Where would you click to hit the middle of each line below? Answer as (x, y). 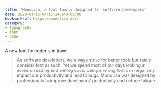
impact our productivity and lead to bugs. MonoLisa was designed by (86, 75)
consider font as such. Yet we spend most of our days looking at (81, 65)
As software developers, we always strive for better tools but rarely (84, 60)
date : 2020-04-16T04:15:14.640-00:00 (43, 14)
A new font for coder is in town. (36, 50)
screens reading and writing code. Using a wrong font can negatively (86, 70)
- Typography (18, 28)
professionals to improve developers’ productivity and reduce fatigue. (87, 80)
